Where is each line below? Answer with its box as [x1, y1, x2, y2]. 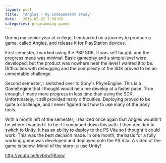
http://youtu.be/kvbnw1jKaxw [5, 153, 65, 159]
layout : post [5, 7, 32, 12]
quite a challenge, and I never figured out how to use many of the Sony [5, 101, 150, 107]
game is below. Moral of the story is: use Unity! [5, 143, 102, 149]
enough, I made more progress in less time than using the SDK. [5, 91, 134, 97]
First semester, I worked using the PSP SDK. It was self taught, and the [5, 50, 150, 56]
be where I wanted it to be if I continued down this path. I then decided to [5, 122, 155, 128]
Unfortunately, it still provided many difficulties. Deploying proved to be [5, 96, 151, 102]
